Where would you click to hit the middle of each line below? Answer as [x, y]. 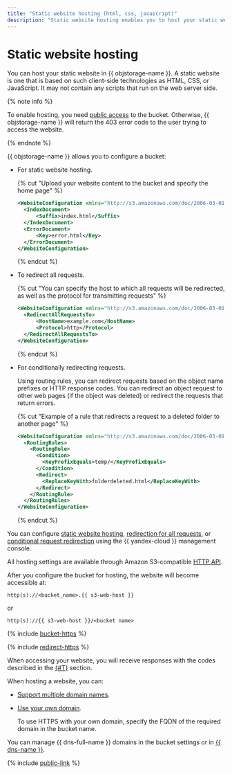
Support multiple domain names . [64, 695]
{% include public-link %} [44, 763]
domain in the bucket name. [57, 729]
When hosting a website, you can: [55, 681]
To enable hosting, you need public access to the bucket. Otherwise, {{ [108, 115]
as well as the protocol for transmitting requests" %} [92, 296]
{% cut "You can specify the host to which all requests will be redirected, [121, 289]
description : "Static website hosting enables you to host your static [112, 20]
